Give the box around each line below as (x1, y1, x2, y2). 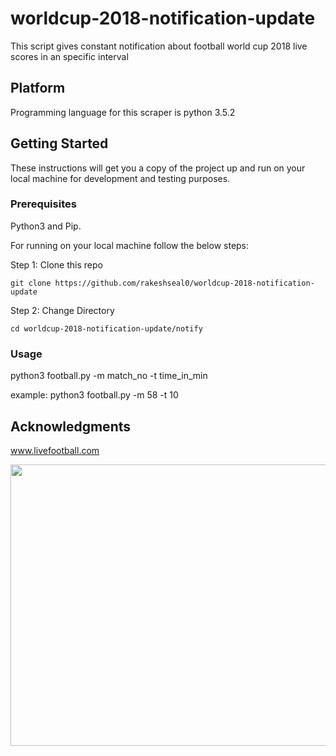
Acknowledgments (10, 418, 132, 435)
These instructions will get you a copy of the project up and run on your (10, 162, 306, 174)
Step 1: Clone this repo (10, 258, 103, 271)
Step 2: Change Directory (10, 304, 115, 316)
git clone (10, 278, 52, 288)
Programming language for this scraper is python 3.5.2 (10, 106, 236, 118)
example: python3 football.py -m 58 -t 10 (10, 389, 179, 401)
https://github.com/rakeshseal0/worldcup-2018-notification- (54, 278, 315, 288)
